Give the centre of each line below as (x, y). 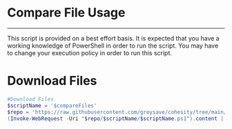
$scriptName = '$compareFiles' (52, 106)
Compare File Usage (66, 13)
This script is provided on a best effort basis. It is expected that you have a (113, 38)
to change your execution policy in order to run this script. (90, 52)
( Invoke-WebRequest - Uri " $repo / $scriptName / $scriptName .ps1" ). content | (116, 119)
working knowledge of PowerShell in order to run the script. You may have (113, 46)
